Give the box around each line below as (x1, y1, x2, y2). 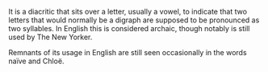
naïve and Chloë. (8, 56, 65, 66)
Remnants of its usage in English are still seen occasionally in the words (8, 48, 248, 57)
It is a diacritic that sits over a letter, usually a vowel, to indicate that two (8, 7, 248, 16)
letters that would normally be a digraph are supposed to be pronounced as (8, 15, 260, 25)
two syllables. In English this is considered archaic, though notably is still (8, 24, 250, 33)
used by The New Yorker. (8, 32, 93, 42)
